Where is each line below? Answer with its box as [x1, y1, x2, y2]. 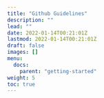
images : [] [7, 49, 39, 56]
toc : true [7, 81, 36, 88]
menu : [7, 55, 23, 62]
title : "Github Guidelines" [7, 10, 88, 17]
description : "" [7, 17, 54, 23]
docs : [13, 61, 30, 68]
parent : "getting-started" [19, 68, 97, 75]
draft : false [7, 42, 45, 49]
